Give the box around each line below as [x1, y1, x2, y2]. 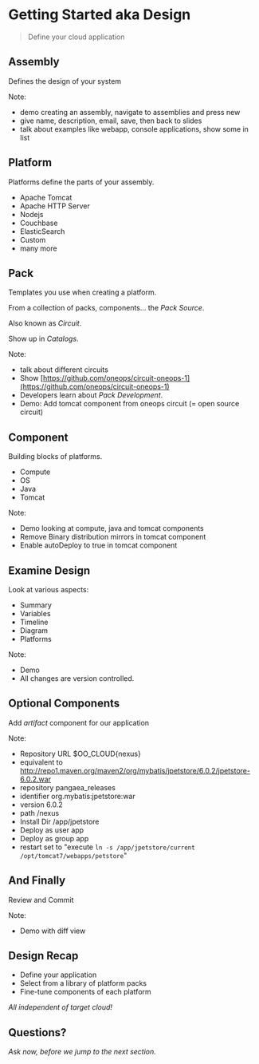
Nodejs [19, 209, 44, 219]
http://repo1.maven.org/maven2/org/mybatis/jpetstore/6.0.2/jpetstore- [19, 765, 251, 775]
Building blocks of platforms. [8, 452, 103, 461]
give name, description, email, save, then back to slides [19, 116, 202, 125]
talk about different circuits [19, 365, 109, 374]
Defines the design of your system [8, 76, 122, 85]
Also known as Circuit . [8, 318, 82, 328]
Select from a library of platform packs [19, 979, 147, 988]
